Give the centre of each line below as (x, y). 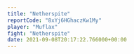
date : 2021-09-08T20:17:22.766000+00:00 (67, 40)
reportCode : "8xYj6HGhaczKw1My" (54, 20)
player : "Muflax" (33, 27)
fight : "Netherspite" (39, 33)
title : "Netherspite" (39, 14)
